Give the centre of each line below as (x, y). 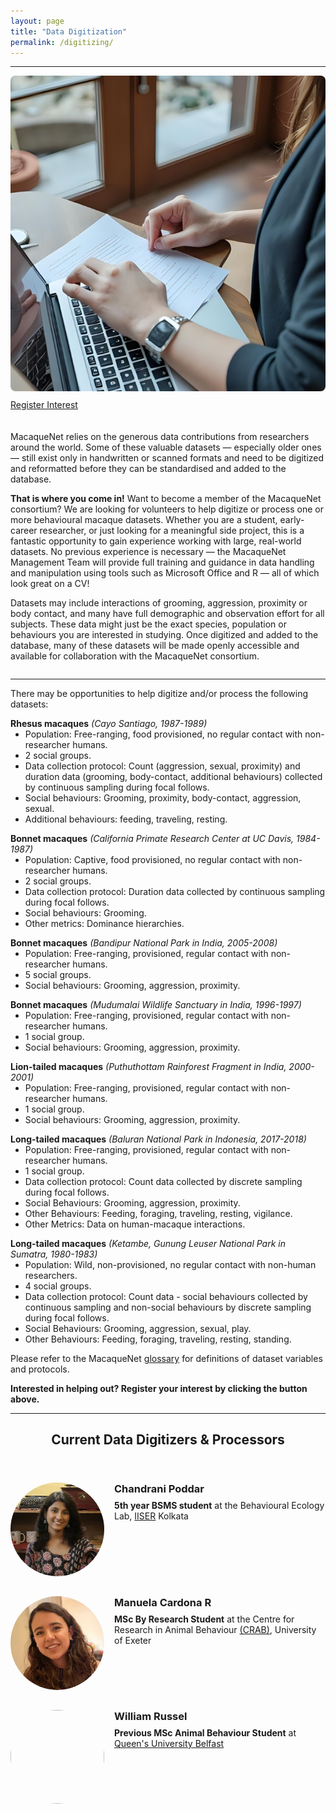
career (24, 531)
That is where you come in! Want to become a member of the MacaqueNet (166, 499)
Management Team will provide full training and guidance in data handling (162, 562)
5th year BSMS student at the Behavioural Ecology (219, 1506)
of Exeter (133, 1641)
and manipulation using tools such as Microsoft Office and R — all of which (165, 573)
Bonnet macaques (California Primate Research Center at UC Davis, (152, 839)
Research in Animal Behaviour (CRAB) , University (215, 1630)
